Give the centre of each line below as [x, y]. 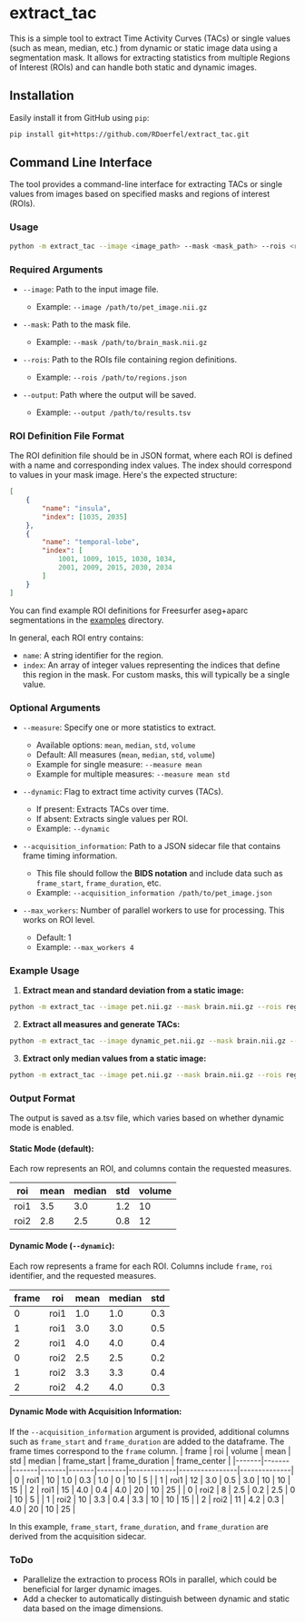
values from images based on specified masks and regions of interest [140, 194]
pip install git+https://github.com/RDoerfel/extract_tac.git [129, 134]
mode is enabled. [42, 1128]
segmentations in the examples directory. [87, 619]
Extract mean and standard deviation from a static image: [133, 990]
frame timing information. [70, 856]
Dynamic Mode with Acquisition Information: [96, 1411]
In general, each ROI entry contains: [76, 638]
